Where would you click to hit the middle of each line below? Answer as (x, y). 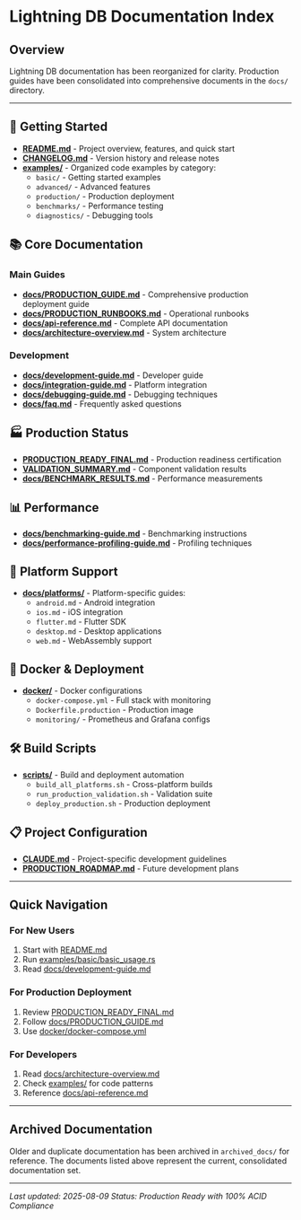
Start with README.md (64, 950)
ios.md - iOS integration (79, 612)
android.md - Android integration (95, 602)
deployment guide (56, 303)
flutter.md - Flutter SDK (81, 622)
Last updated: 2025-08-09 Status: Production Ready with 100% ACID (138, 1196)
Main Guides (37, 275)
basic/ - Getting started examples (98, 177)
